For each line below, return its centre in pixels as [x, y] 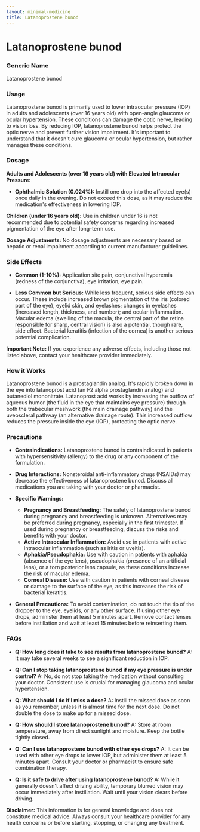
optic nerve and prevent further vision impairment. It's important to [88, 133]
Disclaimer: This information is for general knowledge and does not [90, 810]
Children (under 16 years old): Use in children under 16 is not [82, 216]
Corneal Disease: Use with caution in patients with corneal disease [107, 580]
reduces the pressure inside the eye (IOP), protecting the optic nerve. [92, 422]
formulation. [30, 463]
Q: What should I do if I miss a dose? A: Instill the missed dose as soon [102, 700]
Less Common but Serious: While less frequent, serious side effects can [104, 293]
